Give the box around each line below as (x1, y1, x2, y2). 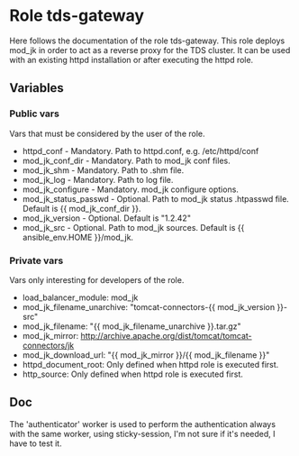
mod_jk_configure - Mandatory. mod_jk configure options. (22, 184, 239, 195)
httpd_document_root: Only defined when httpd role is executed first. (22, 359, 279, 369)
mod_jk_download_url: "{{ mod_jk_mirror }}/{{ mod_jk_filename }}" (22, 349, 270, 360)
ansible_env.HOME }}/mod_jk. (22, 232, 133, 242)
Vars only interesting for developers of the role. (9, 274, 185, 285)
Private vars (9, 254, 64, 267)
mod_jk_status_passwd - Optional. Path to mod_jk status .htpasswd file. (22, 193, 290, 204)
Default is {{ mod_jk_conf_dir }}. (22, 203, 141, 214)
